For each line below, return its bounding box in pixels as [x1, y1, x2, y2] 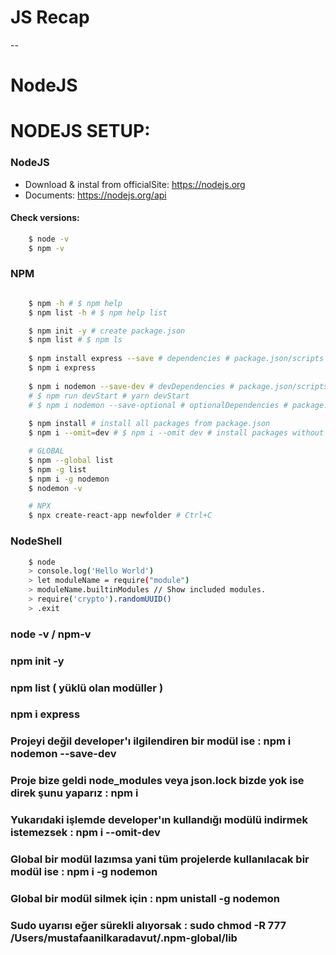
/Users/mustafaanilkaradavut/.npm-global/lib [10, 931, 238, 945]
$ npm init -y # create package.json [28, 326, 186, 336]
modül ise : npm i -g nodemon [10, 865, 158, 879]
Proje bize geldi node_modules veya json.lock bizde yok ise [10, 774, 305, 788]
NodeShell [10, 534, 63, 548]
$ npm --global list [28, 455, 114, 465]
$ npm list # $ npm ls [28, 335, 123, 345]
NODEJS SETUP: [10, 120, 151, 143]
